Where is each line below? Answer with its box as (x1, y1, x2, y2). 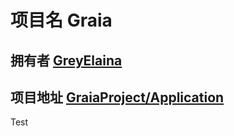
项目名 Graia (10, 9, 113, 32)
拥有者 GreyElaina (10, 52, 123, 69)
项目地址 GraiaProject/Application (10, 89, 225, 106)
